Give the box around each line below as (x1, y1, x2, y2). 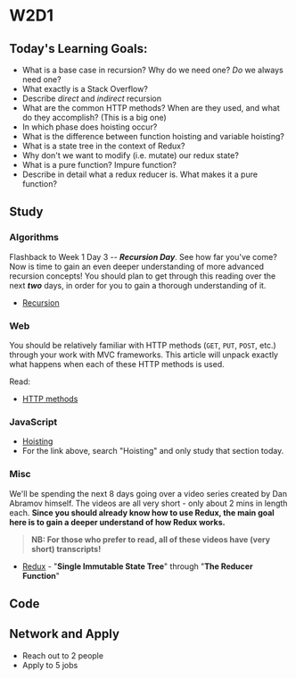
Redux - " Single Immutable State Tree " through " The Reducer (21, 560, 253, 572)
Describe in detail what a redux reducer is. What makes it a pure (21, 169, 259, 180)
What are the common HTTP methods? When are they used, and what (21, 103, 281, 113)
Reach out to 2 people (21, 650, 104, 661)
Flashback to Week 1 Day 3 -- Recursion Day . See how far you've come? (9, 251, 278, 262)
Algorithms (9, 231, 60, 244)
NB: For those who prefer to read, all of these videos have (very (30, 533, 270, 545)
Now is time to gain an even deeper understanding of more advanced (9, 261, 265, 272)
